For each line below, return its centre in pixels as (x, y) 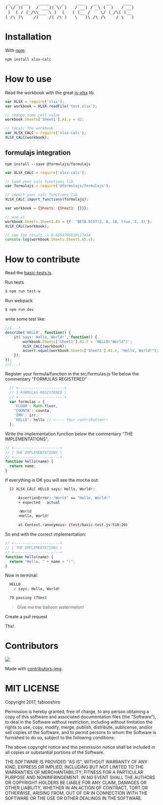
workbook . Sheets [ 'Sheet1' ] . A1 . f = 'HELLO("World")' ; (78, 342)
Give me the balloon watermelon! (50, 607)
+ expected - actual (39, 502)
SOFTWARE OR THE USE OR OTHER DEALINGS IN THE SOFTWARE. (74, 798)
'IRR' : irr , (26, 415)
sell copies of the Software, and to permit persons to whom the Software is (81, 732)
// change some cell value (33, 115)
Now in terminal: (22, 575)
